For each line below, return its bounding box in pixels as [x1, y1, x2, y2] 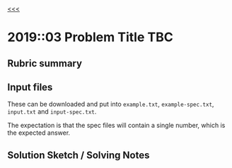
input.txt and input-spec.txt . [7, 107, 97, 116]
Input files [7, 81, 53, 93]
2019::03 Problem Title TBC [7, 30, 173, 45]
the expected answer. [7, 128, 71, 137]
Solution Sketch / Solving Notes [7, 149, 150, 161]
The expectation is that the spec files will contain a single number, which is [7, 121, 226, 130]
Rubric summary [7, 57, 83, 69]
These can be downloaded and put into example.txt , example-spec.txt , [7, 100, 214, 109]
